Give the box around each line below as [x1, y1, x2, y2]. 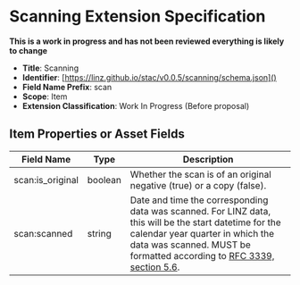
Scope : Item [21, 91, 68, 102]
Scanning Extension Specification [9, 6, 266, 27]
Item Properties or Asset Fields [9, 127, 185, 142]
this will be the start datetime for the [129, 216, 281, 229]
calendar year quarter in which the [129, 227, 275, 239]
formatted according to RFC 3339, [129, 249, 275, 262]
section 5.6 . [129, 261, 180, 273]
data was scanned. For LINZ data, [129, 205, 271, 217]
